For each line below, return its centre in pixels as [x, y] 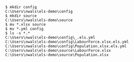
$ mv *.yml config [24, 29]
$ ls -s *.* [18, 33]
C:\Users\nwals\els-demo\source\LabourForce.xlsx [58, 51]
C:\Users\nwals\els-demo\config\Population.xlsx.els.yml [66, 46]
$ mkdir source [21, 16]
